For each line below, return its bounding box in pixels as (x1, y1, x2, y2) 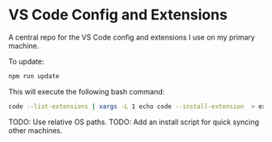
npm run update (8, 72, 60, 80)
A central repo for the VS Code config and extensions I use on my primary (8, 32, 255, 42)
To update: (8, 56, 45, 66)
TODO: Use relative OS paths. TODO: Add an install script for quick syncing (8, 117, 260, 127)
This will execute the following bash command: (8, 86, 165, 96)
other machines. (8, 125, 63, 135)
